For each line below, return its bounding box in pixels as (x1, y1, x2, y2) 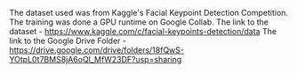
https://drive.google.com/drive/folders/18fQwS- (9, 45, 185, 55)
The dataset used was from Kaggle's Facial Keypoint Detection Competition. (9, 8, 289, 18)
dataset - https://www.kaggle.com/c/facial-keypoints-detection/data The (9, 26, 277, 36)
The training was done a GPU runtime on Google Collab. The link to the (9, 17, 269, 27)
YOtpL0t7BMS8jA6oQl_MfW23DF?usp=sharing (9, 55, 182, 64)
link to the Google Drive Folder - (9, 35, 127, 46)
